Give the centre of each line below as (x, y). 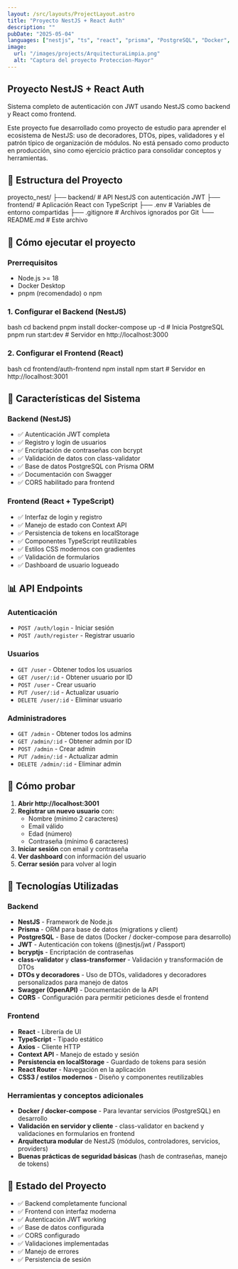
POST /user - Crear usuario (57, 685)
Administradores (37, 718)
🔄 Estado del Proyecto (57, 1186)
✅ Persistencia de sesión (54, 1259)
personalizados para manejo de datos (73, 982)
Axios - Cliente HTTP (49, 1046)
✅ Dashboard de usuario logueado (68, 565)
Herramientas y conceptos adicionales (76, 1095)
